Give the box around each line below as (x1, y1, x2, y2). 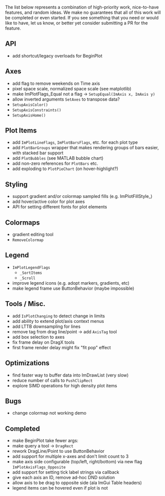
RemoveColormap (12, 238, 44, 243)
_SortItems (19, 270, 42, 275)
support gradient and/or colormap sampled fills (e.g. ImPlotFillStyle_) (12, 193, 153, 199)
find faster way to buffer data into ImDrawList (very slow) (12, 372, 129, 378)
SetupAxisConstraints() (12, 108, 62, 113)
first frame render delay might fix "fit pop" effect (12, 344, 111, 350)
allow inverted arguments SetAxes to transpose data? (12, 96, 120, 102)
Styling (5, 180, 28, 188)
